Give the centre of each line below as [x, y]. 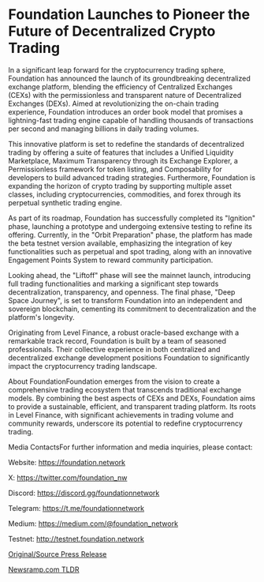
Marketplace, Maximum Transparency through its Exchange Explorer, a [123, 160]
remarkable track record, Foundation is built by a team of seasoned [117, 340]
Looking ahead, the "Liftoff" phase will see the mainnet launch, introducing [129, 275]
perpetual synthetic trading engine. [65, 202]
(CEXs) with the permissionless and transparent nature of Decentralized [125, 95]
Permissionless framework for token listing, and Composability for [115, 169]
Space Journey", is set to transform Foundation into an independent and [125, 300]
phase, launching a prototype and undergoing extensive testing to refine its [130, 226]
